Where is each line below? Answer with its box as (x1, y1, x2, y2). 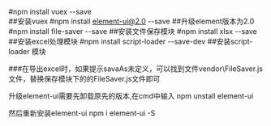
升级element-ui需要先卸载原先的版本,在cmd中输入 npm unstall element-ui (8, 91, 254, 100)
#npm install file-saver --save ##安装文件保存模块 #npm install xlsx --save (8, 27, 257, 36)
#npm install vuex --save (8, 7, 92, 16)
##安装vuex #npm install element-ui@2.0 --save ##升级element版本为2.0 (8, 16, 255, 26)
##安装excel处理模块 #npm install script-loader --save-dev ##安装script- (8, 36, 253, 46)
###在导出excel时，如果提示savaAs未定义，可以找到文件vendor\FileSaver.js (8, 64, 264, 73)
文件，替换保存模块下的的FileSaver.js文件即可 (8, 74, 161, 83)
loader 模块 (8, 47, 46, 56)
